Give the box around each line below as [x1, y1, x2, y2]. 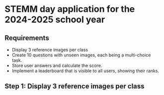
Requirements [4, 34, 49, 42]
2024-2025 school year [4, 14, 105, 25]
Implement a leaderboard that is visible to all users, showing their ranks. [11, 68, 160, 74]
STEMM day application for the [4, 3, 135, 15]
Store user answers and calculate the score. [11, 63, 102, 68]
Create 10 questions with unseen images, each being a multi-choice [11, 52, 151, 58]
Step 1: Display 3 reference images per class [4, 82, 145, 91]
